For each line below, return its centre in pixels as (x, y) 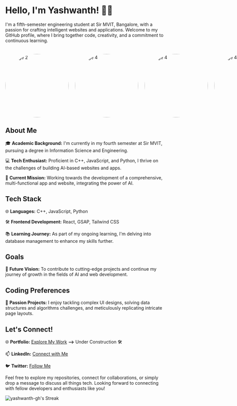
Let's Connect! (29, 329)
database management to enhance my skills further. (60, 241)
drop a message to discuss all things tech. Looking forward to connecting (82, 383)
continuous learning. (27, 41)
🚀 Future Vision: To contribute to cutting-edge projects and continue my (81, 269)
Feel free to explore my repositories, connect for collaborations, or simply (82, 378)
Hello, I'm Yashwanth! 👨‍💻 (59, 10)
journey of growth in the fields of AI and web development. (67, 274)
